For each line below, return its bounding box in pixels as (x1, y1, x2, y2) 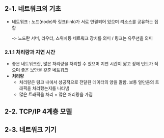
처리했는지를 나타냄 (32, 85, 70, 91)
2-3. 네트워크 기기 (4, 125, 57, 134)
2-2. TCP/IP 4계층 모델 (4, 107, 72, 115)
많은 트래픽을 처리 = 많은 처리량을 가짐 (19, 91, 93, 97)
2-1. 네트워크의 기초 (4, 4, 61, 13)
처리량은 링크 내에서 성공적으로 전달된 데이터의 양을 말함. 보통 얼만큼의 (19, 79, 154, 85)
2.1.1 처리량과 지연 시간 (4, 49, 55, 55)
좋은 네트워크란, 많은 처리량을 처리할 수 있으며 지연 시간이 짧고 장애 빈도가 (11, 61, 153, 67)
